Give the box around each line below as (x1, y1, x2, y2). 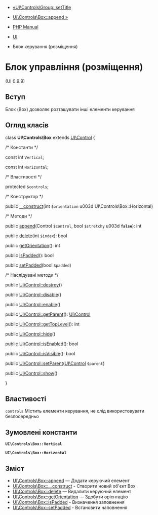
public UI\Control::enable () (5, 301, 61, 307)
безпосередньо (5, 413, 39, 420)
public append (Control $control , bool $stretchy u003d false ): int (5, 223, 142, 229)
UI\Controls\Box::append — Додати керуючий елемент (12, 477, 130, 484)
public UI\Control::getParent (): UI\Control (5, 311, 91, 317)
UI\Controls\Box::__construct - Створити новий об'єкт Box (12, 483, 136, 489)
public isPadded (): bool (5, 252, 54, 258)
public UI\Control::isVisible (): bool (5, 350, 75, 356)
